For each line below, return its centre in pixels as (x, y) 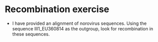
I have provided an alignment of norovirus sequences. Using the (79, 23)
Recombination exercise (57, 9)
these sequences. (31, 34)
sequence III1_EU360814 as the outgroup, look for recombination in (83, 28)
